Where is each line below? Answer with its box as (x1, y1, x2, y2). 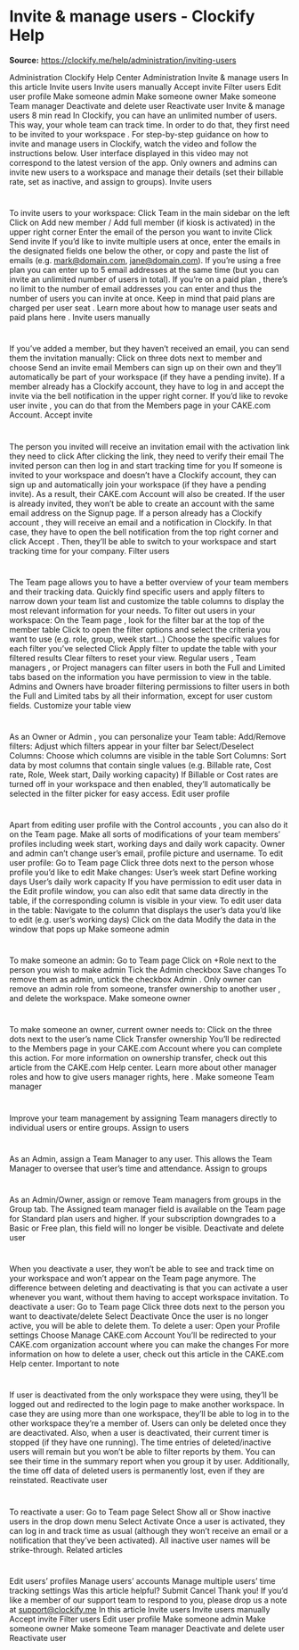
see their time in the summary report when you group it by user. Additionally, (9, 1456, 290, 1467)
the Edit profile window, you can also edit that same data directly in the (9, 886, 269, 897)
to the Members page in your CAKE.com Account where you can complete (9, 1043, 283, 1054)
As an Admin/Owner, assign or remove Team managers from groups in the (9, 1194, 282, 1205)
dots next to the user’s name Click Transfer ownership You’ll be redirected (9, 1033, 281, 1045)
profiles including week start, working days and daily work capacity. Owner (9, 839, 286, 850)
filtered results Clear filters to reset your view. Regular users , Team (9, 652, 256, 663)
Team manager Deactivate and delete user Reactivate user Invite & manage (9, 100, 286, 111)
